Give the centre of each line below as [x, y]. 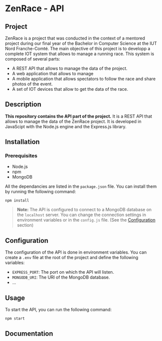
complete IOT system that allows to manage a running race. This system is [80, 54]
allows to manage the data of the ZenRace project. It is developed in [73, 121]
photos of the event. [32, 84]
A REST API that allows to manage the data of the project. [70, 68]
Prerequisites [21, 156]
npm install [17, 201]
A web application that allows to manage [53, 73]
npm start [15, 319]
